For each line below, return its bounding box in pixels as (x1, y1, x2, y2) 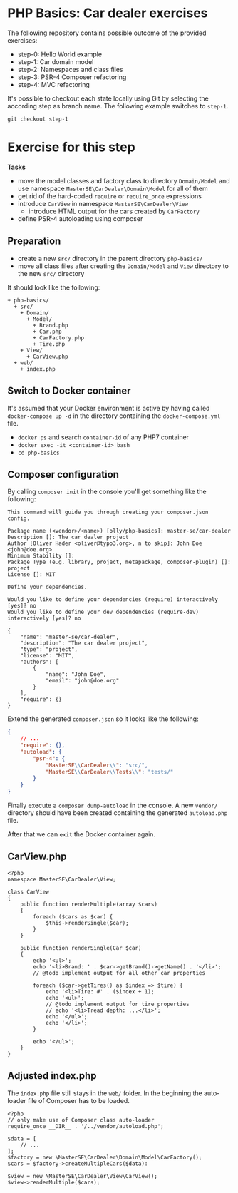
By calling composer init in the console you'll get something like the (7, 487, 207, 496)
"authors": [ (20, 658, 59, 666)
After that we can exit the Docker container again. (7, 830, 155, 839)
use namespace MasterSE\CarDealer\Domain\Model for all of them (17, 184, 208, 193)
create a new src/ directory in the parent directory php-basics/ (17, 254, 203, 262)
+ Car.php (33, 328, 62, 335)
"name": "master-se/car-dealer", (20, 633, 120, 641)
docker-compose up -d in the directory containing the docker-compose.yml (7, 411, 221, 420)
